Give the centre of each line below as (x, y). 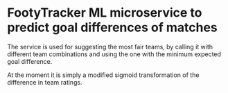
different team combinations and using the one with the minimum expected (114, 54)
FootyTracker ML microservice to (105, 13)
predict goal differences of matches (112, 27)
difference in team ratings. (45, 82)
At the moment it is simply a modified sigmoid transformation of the (103, 75)
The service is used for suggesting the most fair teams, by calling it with (110, 46)
